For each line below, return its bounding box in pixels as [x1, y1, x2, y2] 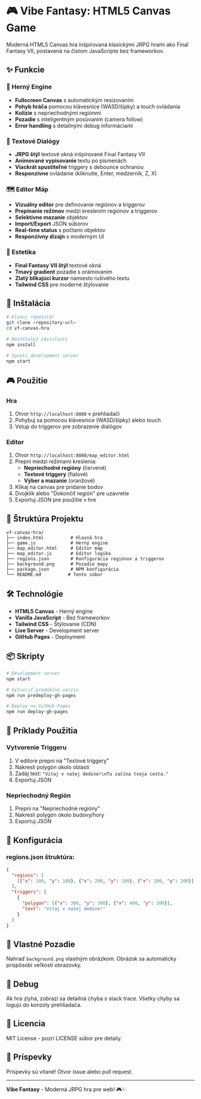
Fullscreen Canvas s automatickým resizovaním [14, 96, 134, 103]
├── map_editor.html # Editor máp [6, 546, 103, 552]
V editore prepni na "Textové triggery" [14, 757, 109, 764]
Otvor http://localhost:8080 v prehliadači [14, 410, 120, 418]
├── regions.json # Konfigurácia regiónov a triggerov [6, 556, 165, 562]
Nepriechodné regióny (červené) [23, 464, 106, 472]
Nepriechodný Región [6, 791, 71, 799]
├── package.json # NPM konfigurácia [6, 567, 119, 573]
